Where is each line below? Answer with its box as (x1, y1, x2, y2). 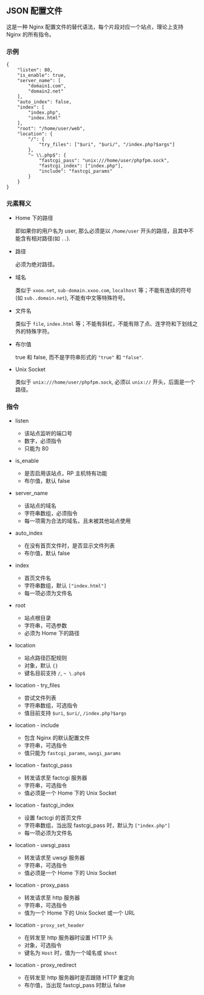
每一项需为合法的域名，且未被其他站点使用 (24, 517, 131, 524)
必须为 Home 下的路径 (24, 629, 80, 636)
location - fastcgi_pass (15, 761, 73, 768)
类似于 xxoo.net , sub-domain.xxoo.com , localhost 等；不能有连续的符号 (15, 287, 192, 294)
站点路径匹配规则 (24, 654, 67, 661)
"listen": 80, (17, 67, 53, 73)
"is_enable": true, (17, 72, 67, 79)
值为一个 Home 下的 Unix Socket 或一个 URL (24, 909, 135, 916)
